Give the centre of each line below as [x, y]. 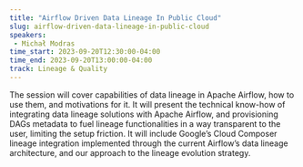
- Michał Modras [44, 43]
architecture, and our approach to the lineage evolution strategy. [130, 152]
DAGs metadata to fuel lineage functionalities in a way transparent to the [145, 123]
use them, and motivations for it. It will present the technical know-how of [147, 104]
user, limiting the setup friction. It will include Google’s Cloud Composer [143, 133]
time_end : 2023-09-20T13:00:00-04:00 [81, 60]
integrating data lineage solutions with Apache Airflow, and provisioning [144, 114]
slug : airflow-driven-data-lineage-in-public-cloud [109, 26]
